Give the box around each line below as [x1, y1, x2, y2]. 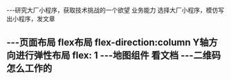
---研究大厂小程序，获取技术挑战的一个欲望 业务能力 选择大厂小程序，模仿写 [6, 6, 225, 14]
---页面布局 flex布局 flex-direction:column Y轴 [6, 37, 209, 48]
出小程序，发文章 [6, 14, 55, 23]
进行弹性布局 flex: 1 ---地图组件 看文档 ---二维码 [15, 50, 221, 61]
